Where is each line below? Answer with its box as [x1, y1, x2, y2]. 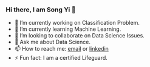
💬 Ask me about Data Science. [14, 39, 90, 46]
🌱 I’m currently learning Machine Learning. [14, 25, 121, 33]
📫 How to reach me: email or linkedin [14, 45, 109, 53]
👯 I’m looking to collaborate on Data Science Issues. [14, 32, 145, 39]
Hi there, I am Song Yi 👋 [5, 5, 76, 14]
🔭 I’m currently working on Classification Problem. [14, 19, 140, 27]
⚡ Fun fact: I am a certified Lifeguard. [14, 54, 107, 62]
